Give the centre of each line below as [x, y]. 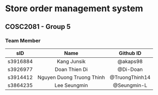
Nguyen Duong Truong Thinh [71, 77]
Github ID [130, 53]
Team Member [23, 41]
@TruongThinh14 [130, 77]
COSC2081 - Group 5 [38, 27]
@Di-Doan [130, 69]
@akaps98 [130, 61]
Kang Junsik [71, 61]
